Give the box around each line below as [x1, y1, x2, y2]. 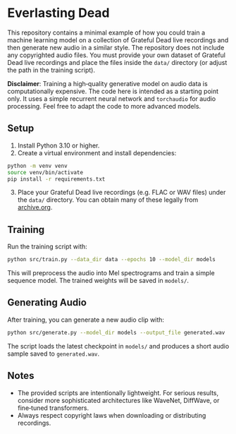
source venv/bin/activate [7, 169, 83, 176]
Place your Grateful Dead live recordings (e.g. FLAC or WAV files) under [17, 188, 226, 197]
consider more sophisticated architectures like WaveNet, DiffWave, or [17, 396, 220, 404]
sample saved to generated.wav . [7, 349, 100, 358]
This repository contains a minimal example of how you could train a [7, 28, 206, 37]
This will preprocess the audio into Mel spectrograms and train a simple [7, 269, 215, 277]
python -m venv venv [7, 162, 68, 169]
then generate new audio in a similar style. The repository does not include [7, 43, 225, 52]
